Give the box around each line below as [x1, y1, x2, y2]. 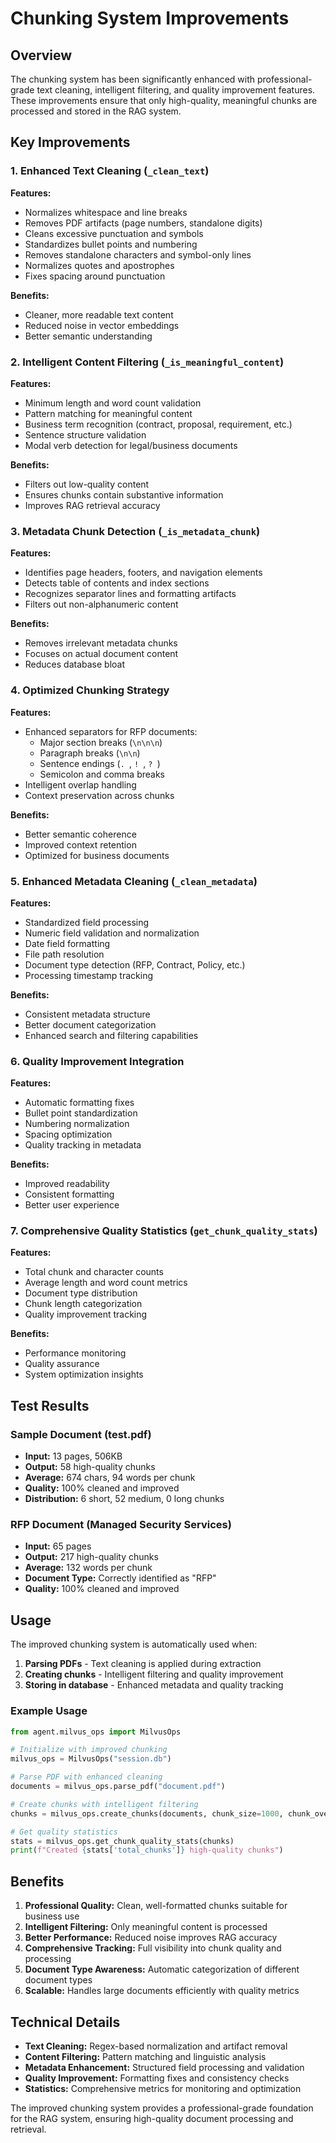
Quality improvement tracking [24, 1308, 148, 1321]
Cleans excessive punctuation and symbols [24, 227, 204, 239]
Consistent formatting [24, 1188, 115, 1201]
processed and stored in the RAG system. [10, 105, 182, 117]
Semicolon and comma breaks [39, 768, 165, 780]
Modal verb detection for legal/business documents [24, 439, 238, 451]
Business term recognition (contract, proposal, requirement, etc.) [24, 418, 293, 430]
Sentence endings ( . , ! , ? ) [39, 757, 161, 769]
